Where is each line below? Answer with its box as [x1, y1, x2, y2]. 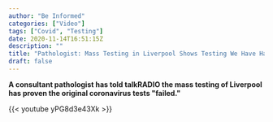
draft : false [8, 58, 53, 66]
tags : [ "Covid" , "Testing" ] [8, 27, 104, 35]
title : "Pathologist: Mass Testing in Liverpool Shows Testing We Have [8, 50, 256, 58]
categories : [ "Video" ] [8, 20, 85, 28]
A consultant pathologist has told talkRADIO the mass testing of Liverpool [8, 79, 262, 89]
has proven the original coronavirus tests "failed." [8, 88, 181, 98]
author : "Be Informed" [8, 11, 85, 20]
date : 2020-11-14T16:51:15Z [8, 34, 104, 43]
